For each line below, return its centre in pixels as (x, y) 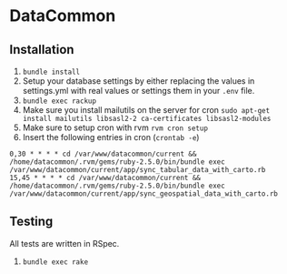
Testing (31, 222)
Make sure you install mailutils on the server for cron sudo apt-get (146, 110)
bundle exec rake (55, 262)
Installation (42, 50)
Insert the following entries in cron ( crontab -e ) (111, 137)
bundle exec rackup (59, 101)
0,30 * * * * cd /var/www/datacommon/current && (103, 154)
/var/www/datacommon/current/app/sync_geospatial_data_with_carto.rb (144, 194)
